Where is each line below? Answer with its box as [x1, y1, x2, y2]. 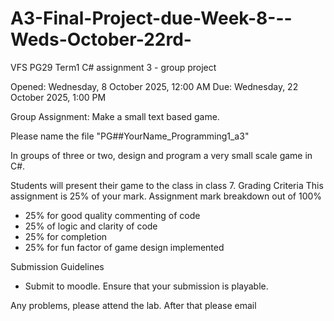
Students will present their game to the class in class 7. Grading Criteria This [10, 179, 324, 191]
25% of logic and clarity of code [24, 220, 158, 232]
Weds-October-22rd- [10, 28, 192, 51]
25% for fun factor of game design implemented [24, 241, 225, 253]
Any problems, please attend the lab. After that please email [10, 299, 257, 311]
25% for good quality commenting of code [24, 209, 201, 221]
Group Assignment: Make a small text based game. [10, 110, 220, 122]
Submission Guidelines [10, 260, 105, 272]
